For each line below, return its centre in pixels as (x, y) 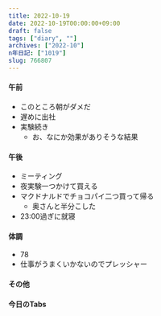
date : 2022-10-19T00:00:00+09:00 (64, 23)
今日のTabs (27, 304)
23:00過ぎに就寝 (47, 216)
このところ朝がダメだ (55, 107)
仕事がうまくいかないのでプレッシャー (83, 264)
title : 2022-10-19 (39, 16)
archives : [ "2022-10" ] (46, 46)
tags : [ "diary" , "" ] (43, 38)
